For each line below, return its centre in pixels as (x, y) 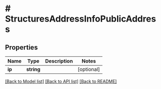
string (33, 69)
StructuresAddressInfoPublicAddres (80, 19)
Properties (21, 47)
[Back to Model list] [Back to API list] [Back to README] (61, 81)
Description (59, 61)
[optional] (89, 69)
